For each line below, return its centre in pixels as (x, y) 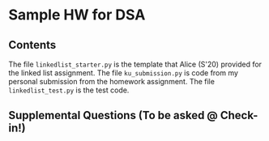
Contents (32, 45)
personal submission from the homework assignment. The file (111, 81)
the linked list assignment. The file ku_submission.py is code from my (124, 73)
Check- (239, 115)
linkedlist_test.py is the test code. (69, 90)
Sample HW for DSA (77, 15)
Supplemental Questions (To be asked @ (113, 115)
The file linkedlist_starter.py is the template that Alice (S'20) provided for (135, 64)
